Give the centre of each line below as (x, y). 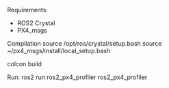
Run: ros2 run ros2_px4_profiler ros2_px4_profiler (77, 77)
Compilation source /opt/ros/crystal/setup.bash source (84, 43)
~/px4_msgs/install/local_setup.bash (59, 51)
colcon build (25, 64)
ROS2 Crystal (36, 23)
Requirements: (27, 10)
